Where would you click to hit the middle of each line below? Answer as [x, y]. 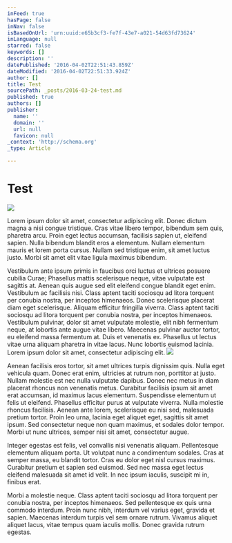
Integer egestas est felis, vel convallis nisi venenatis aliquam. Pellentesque [113, 445]
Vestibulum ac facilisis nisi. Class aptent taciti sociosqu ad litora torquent [110, 293]
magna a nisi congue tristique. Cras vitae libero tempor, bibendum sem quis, [116, 228]
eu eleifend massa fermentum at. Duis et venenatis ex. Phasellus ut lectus [112, 336]
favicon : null [33, 135]
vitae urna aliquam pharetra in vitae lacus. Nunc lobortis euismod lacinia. [110, 344]
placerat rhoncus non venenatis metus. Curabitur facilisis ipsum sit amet [110, 388]
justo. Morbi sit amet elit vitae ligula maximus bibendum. [87, 257]
